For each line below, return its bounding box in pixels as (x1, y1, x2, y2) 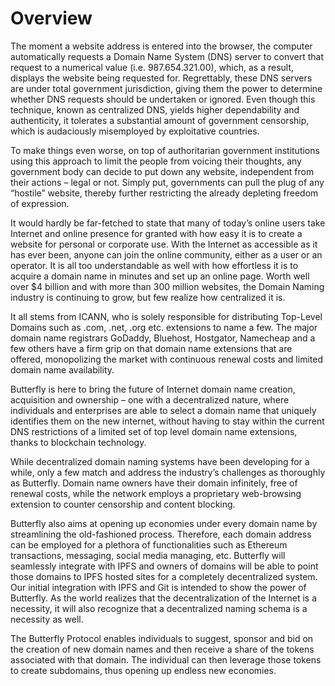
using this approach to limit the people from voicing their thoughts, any (10, 155, 302, 167)
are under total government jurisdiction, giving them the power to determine (10, 82, 323, 94)
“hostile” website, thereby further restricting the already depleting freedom (10, 187, 319, 199)
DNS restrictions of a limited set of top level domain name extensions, (10, 425, 298, 437)
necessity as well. (10, 613, 84, 625)
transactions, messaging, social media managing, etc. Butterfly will (10, 549, 286, 561)
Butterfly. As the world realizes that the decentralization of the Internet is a (10, 592, 318, 604)
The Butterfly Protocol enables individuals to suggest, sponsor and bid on (10, 632, 314, 644)
